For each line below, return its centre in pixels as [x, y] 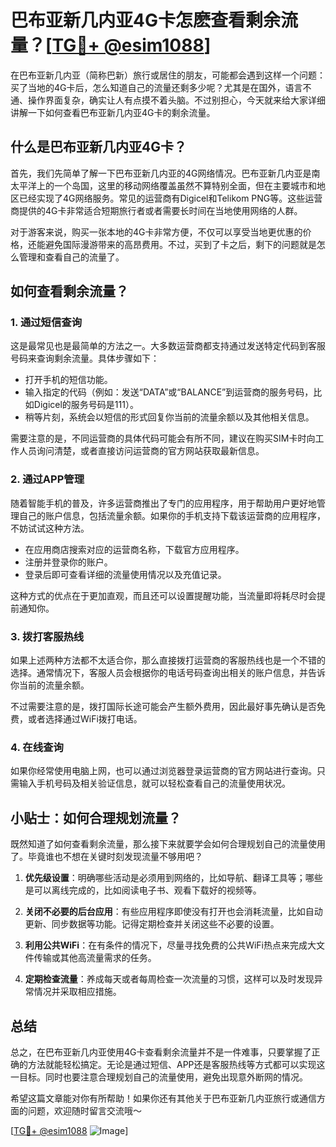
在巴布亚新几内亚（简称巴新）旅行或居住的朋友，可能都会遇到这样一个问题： [168, 75]
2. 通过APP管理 [47, 479]
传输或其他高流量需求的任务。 [95, 958]
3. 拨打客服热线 [47, 636]
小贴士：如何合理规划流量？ [96, 817]
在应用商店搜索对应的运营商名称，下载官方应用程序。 [134, 549]
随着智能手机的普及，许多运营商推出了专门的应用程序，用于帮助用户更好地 [163, 503]
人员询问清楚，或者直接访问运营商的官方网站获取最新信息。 [141, 451]
